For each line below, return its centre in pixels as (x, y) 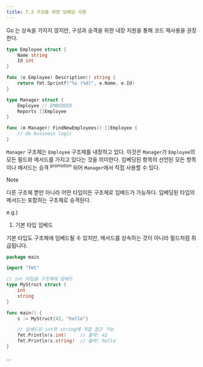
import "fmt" (23, 268)
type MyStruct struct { (37, 285)
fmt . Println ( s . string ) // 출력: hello (66, 341)
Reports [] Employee (42, 111)
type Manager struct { (35, 100)
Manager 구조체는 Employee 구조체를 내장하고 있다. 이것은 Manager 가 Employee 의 (101, 152)
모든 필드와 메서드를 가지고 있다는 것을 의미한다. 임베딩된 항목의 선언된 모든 (96, 159)
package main (23, 257)
